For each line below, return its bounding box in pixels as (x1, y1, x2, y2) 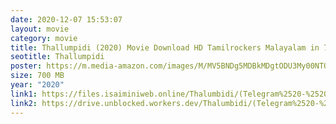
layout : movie (10, 24, 70, 34)
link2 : (10, 98, 38, 108)
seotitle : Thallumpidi (10, 52, 105, 62)
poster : (10, 61, 43, 71)
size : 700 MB (10, 71, 65, 81)
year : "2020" (10, 80, 65, 90)
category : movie (10, 33, 78, 43)
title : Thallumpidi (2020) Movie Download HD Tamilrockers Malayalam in (10, 42, 320, 53)
